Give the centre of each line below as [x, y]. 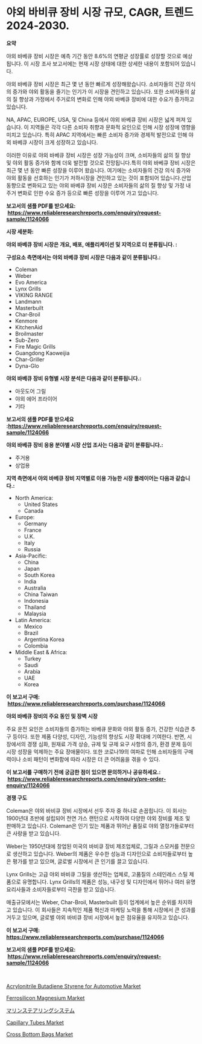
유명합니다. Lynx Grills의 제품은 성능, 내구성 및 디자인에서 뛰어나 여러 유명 [109, 882]
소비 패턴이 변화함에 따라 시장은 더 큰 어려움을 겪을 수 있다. [91, 759]
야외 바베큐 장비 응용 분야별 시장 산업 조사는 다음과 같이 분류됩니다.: [85, 445]
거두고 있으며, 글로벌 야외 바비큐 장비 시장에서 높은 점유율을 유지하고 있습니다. [98, 917]
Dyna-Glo [27, 366]
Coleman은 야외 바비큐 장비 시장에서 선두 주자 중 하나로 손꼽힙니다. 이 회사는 [97, 810]
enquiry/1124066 [28, 785]
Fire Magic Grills [35, 346]
